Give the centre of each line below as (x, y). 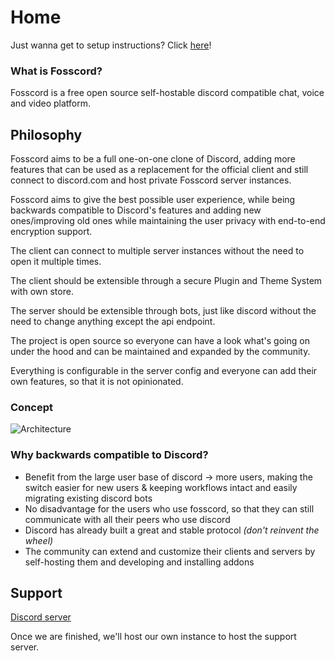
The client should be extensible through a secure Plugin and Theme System (166, 281)
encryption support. (51, 232)
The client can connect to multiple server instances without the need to (157, 251)
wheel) (39, 540)
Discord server (41, 617)
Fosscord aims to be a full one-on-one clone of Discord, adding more (153, 159)
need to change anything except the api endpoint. (113, 322)
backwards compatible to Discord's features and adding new (136, 210)
